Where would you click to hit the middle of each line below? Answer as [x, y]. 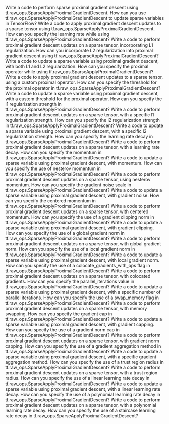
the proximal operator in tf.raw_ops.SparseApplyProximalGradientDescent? [83, 88]
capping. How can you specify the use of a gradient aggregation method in [83, 346]
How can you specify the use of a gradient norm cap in [63, 330]
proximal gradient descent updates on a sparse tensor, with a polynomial [81, 405]
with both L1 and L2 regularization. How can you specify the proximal [77, 66]
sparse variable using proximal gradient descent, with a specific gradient [81, 357]
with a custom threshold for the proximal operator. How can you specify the [84, 99]
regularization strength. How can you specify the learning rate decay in [79, 136]
